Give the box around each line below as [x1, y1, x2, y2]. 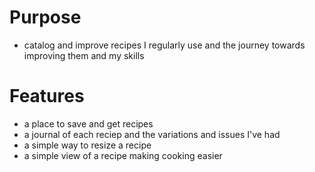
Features [9, 85, 85, 108]
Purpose [9, 6, 82, 29]
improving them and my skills [23, 49, 145, 61]
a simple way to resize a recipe [23, 139, 152, 151]
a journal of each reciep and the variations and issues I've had [23, 128, 281, 140]
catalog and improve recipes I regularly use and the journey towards [23, 39, 306, 51]
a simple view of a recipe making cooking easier [23, 149, 223, 161]
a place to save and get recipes [23, 117, 154, 130]
